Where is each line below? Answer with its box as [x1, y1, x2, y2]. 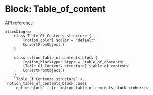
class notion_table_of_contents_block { [14, 55, 98, 60]
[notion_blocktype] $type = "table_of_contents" [23, 59, 124, 64]
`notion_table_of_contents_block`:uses [5, 81, 87, 86]
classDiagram [5, 29, 32, 34]
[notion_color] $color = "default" [23, 38, 96, 43]
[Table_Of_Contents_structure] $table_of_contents [23, 63, 129, 68]
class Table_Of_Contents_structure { [14, 33, 92, 38]
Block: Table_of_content [5, 3, 106, 15]
